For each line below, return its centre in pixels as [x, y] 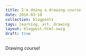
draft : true [18, 34]
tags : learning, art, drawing [38, 24]
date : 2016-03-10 [24, 15]
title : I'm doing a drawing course [43, 10]
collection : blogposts [29, 19]
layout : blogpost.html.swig [35, 29]
